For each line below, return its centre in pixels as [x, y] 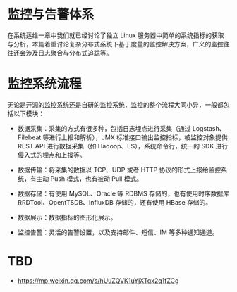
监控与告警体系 [51, 14]
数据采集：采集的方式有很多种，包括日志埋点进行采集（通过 [104, 128]
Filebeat [29, 137]
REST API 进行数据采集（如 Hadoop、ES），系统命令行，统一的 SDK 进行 [123, 146]
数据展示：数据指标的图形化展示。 [67, 217]
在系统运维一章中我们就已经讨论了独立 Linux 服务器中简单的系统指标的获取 [116, 35]
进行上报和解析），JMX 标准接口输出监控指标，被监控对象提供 [138, 137]
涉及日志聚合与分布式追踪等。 [69, 53]
